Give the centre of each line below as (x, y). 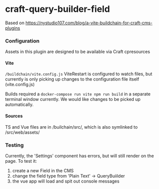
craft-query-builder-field (58, 9)
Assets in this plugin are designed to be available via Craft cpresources (78, 52)
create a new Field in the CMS (43, 170)
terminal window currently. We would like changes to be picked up (73, 99)
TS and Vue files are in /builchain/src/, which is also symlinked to (71, 127)
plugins (13, 28)
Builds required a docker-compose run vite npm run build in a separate (78, 94)
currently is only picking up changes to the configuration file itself (72, 79)
